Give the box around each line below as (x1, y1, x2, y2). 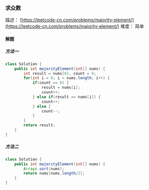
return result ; (23, 123, 56, 128)
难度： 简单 (120, 23, 144, 29)
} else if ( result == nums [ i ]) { (32, 94, 101, 99)
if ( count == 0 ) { (32, 80, 69, 86)
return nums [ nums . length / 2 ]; (23, 171, 85, 176)
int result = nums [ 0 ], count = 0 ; (23, 71, 96, 76)
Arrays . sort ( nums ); (23, 166, 65, 171)
